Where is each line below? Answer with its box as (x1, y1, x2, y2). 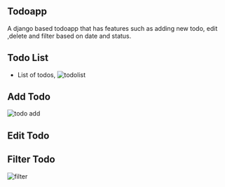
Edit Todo (7, 130, 50, 141)
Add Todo (7, 91, 51, 103)
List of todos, (17, 70, 56, 79)
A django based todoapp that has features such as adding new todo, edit (7, 24, 218, 32)
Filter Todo (7, 153, 55, 165)
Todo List (7, 52, 49, 64)
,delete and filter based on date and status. (7, 32, 132, 40)
